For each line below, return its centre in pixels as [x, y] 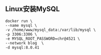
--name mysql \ [21, 25]
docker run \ [19, 21]
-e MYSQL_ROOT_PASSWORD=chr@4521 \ [43, 39]
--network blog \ [24, 43]
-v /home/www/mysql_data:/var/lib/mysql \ [50, 30]
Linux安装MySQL [33, 9]
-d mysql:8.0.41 [22, 47]
